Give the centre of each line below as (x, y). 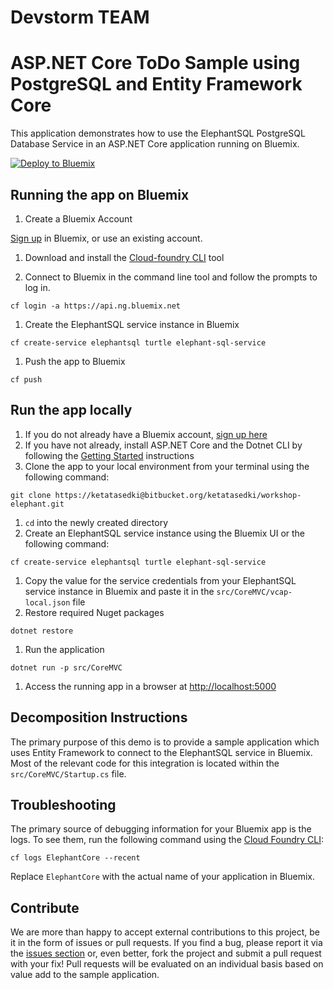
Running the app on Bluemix (100, 194)
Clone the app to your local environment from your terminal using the (167, 466)
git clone (31, 495)
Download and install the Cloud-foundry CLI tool (124, 257)
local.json (47, 602)
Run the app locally (71, 410)
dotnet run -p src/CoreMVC (66, 667)
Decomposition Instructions (99, 717)
